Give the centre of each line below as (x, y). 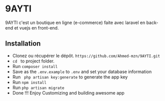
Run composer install (35, 66)
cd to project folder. (33, 61)
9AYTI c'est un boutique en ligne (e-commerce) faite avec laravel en (75, 22)
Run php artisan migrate (38, 87)
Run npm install (29, 82)
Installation (23, 44)
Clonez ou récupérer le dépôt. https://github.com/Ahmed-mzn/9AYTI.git (86, 55)
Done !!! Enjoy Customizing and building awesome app (68, 92)
